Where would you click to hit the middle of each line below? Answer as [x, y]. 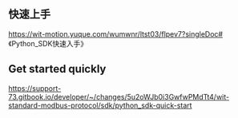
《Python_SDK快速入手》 [48, 43]
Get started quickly [57, 69]
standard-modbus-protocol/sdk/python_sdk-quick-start [100, 105]
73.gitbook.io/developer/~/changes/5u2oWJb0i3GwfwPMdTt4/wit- [119, 96]
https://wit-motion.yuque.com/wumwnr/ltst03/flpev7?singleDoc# [115, 33]
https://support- [35, 88]
